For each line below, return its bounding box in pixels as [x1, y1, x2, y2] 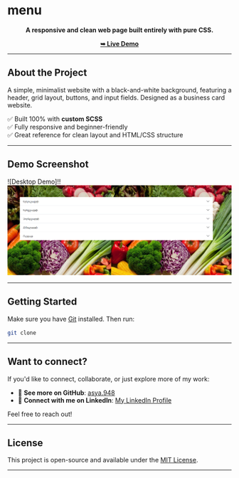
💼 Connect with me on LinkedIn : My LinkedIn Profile [17, 395, 172, 404]
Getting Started [7, 296, 78, 308]
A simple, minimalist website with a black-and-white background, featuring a [7, 85, 232, 94]
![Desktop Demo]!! [7, 177, 61, 186]
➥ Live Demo [100, 39, 139, 48]
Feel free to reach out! [7, 410, 73, 418]
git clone [7, 329, 37, 336]
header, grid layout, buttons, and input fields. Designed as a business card [7, 93, 225, 102]
